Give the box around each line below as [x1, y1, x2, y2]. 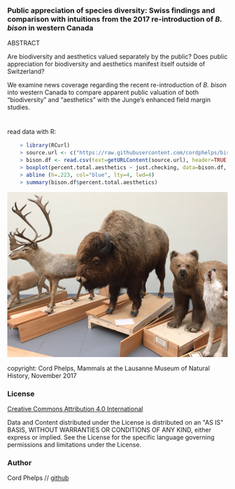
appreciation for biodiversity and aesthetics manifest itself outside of [7, 60, 206, 68]
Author [7, 458, 32, 467]
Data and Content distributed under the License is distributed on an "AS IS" [7, 418, 224, 427]
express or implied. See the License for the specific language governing [7, 433, 215, 441]
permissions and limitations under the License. [7, 441, 142, 449]
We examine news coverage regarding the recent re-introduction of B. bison [7, 81, 227, 89]
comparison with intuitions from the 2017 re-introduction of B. [7, 14, 222, 24]
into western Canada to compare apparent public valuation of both [7, 88, 199, 96]
